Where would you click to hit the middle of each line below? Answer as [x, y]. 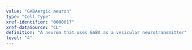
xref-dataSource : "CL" [34, 27]
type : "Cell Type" [28, 17]
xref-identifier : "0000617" [40, 22]
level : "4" [19, 38]
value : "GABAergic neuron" [39, 11]
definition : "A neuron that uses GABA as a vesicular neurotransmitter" [97, 33]
